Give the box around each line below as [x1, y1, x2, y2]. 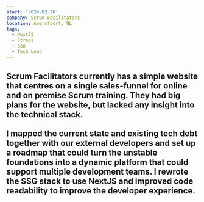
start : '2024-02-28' [6, 9, 59, 15]
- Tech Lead [12, 49, 43, 55]
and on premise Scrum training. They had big [6, 90, 181, 101]
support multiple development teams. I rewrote [6, 167, 189, 177]
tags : [6, 26, 20, 32]
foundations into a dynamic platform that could [6, 157, 189, 168]
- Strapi [12, 37, 34, 43]
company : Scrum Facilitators [6, 15, 80, 21]
